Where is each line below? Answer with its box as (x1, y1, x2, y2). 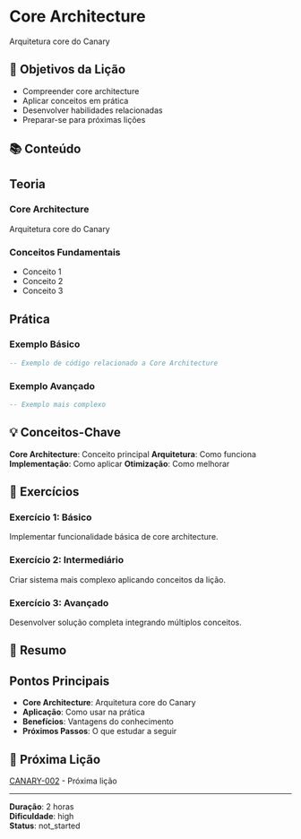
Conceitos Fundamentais (9, 246, 121, 258)
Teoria (9, 177, 47, 192)
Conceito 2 (21, 276, 64, 287)
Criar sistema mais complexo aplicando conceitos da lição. (9, 574, 227, 584)
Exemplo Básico (9, 338, 81, 350)
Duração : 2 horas (9, 800, 74, 812)
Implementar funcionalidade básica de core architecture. (9, 532, 219, 542)
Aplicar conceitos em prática (21, 95, 129, 106)
